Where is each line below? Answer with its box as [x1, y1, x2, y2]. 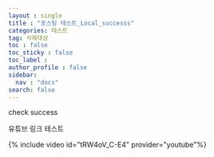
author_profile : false [8, 64, 88, 72]
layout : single [8, 11, 62, 20]
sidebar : [8, 71, 38, 79]
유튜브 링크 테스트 [8, 124, 64, 134]
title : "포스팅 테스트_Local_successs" [8, 19, 134, 27]
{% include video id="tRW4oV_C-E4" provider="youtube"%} [8, 140, 208, 150]
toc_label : [8, 57, 48, 65]
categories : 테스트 [8, 26, 68, 34]
